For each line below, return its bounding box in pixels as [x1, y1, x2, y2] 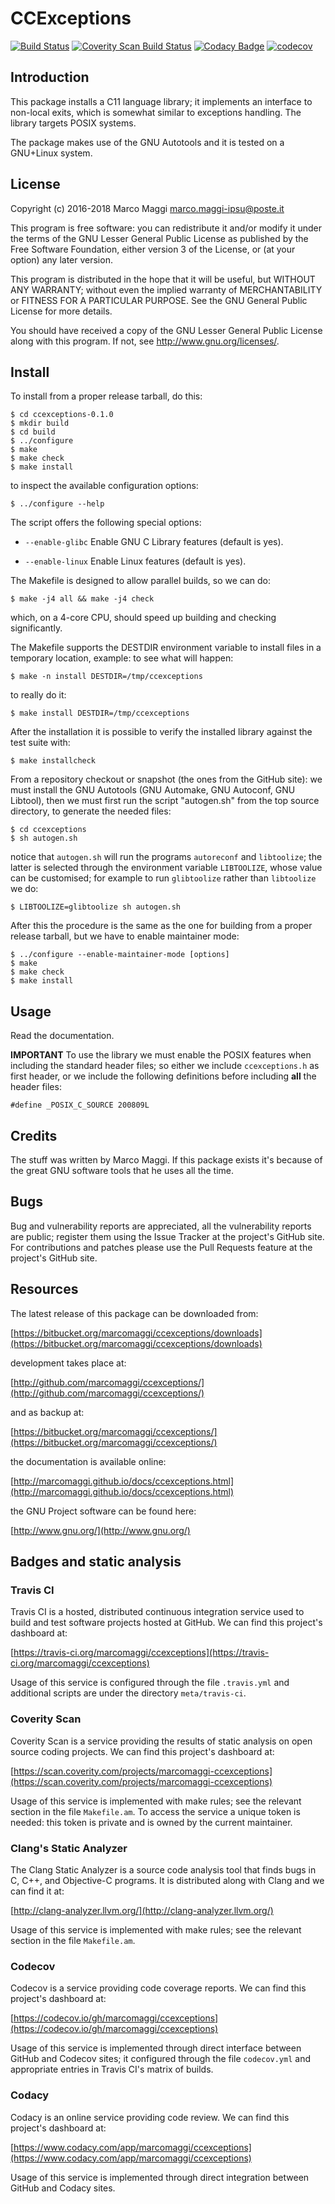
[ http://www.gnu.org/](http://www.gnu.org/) [10, 1524, 191, 1536]
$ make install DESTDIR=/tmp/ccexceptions [10, 708, 190, 719]
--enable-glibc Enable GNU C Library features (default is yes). [24, 536, 284, 548]
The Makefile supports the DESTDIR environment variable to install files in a [10, 642, 322, 654]
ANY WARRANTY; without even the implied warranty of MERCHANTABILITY [10, 283, 323, 296]
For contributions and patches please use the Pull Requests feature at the [10, 1241, 313, 1253]
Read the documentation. [10, 1030, 115, 1042]
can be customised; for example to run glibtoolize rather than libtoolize [10, 872, 317, 884]
